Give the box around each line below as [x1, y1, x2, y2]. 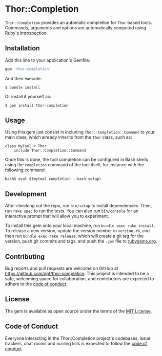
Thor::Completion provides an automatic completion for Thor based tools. [5, 20, 152, 25]
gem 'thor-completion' [5, 67, 51, 71]
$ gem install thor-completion [5, 103, 69, 108]
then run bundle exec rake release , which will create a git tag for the [5, 233, 144, 239]
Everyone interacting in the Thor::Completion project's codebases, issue [5, 335, 151, 341]
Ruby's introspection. [5, 30, 48, 36]
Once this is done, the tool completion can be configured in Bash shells [5, 156, 148, 162]
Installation [5, 44, 40, 52]
